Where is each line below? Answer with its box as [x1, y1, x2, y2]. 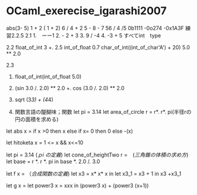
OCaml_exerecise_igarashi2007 [6, 4, 167, 18]
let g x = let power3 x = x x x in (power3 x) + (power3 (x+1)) [6, 182, 150, 189]
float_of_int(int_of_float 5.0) [14, 73, 82, 80]
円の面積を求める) [14, 116, 59, 123]
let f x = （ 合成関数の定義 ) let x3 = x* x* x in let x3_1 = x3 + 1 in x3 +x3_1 [6, 170, 182, 177]
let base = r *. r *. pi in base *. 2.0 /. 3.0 [6, 158, 100, 165]
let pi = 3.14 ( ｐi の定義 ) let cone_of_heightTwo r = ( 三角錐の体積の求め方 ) [6, 151, 189, 158]
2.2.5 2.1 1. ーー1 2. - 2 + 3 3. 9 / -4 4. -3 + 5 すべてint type [11, 31, 161, 39]
